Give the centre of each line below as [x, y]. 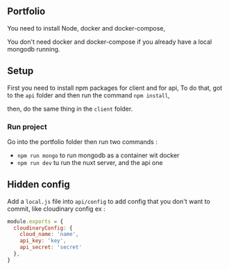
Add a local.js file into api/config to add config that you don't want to [109, 201]
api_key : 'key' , [43, 241]
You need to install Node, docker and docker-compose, [86, 28]
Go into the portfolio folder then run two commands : [82, 141]
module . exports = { [35, 221]
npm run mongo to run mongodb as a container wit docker [98, 155]
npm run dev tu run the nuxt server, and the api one [90, 162]
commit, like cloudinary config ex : [56, 209]
